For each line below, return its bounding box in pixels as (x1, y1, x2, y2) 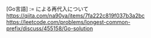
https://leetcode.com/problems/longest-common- (6, 19, 131, 25)
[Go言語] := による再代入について (6, 5, 89, 12)
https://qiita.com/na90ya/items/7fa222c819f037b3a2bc (6, 12, 145, 19)
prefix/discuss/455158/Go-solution (6, 25, 94, 32)
